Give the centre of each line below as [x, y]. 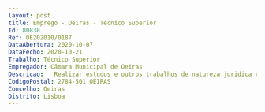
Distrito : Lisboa [37, 96]
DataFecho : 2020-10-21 [45, 52]
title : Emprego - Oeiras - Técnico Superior [82, 23]
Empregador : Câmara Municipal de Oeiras [76, 67]
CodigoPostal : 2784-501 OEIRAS [60, 81]
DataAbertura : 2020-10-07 [50, 45]
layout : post [30, 15]
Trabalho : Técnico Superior [54, 60]
